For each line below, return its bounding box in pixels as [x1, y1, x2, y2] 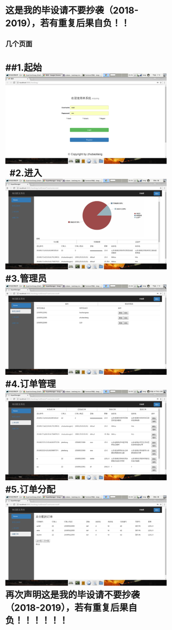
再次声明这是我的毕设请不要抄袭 [5, 589, 140, 601]
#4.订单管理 [5, 378, 56, 390]
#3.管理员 [5, 273, 47, 284]
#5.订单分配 [5, 484, 56, 495]
